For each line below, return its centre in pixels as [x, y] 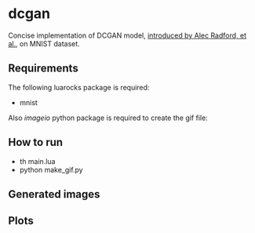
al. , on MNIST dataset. [44, 43]
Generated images [54, 194]
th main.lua [37, 161]
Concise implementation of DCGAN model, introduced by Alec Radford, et [127, 35]
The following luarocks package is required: [79, 87]
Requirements [43, 69]
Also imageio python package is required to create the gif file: [108, 118]
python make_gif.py [51, 169]
